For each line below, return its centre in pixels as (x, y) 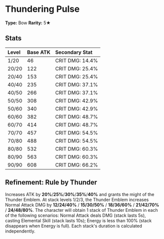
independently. (20, 231)
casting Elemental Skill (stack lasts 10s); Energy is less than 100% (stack (78, 220)
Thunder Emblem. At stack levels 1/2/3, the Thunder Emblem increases (77, 199)
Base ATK (39, 52)
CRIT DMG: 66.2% (77, 165)
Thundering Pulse (42, 9)
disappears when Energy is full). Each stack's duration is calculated (74, 226)
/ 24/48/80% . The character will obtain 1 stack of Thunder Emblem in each (82, 210)
